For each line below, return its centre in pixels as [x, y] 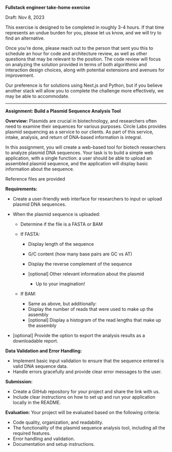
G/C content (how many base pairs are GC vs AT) [80, 254]
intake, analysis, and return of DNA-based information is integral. [74, 137]
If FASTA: [30, 234]
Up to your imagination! [60, 284]
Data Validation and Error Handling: [44, 351]
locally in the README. [37, 402]
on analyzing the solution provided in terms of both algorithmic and [76, 64]
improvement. [20, 75]
